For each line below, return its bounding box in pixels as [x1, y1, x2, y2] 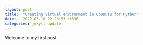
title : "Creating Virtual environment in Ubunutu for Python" [5, 12, 139, 17]
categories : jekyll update [5, 21, 61, 26]
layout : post [5, 7, 32, 12]
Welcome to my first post [5, 35, 57, 41]
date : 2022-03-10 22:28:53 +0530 [5, 16, 79, 21]
